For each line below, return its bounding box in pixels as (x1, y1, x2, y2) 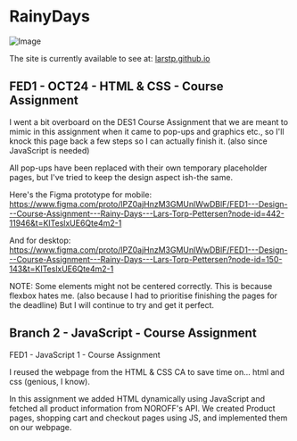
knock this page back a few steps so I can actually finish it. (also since (9, 136, 268, 146)
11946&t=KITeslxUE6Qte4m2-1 (9, 217, 122, 229)
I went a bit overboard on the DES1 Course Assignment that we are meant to (9, 116, 288, 127)
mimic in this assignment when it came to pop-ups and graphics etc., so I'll (9, 126, 285, 137)
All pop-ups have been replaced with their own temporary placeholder (9, 162, 268, 173)
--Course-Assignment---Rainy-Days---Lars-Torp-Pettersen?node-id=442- (9, 208, 285, 219)
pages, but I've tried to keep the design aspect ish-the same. (9, 171, 234, 182)
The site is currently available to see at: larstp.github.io (9, 53, 211, 63)
